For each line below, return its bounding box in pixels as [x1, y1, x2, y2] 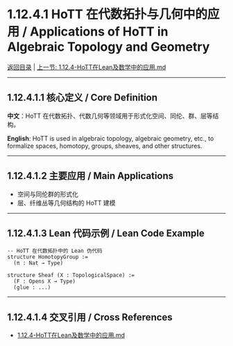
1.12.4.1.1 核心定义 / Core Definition [7, 92, 158, 104]
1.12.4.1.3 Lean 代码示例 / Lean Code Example [7, 227, 205, 239]
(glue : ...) [13, 284, 51, 291]
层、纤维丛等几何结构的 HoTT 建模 [17, 198, 116, 207]
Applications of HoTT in [30, 24, 169, 40]
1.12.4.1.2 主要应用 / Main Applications [7, 170, 174, 182]
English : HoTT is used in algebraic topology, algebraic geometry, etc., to [7, 134, 214, 143]
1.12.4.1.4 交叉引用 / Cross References [7, 311, 173, 323]
